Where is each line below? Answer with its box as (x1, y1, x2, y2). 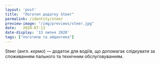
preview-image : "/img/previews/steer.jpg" (5, 21, 94, 26)
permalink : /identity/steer (5, 16, 63, 21)
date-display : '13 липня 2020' (5, 30, 70, 35)
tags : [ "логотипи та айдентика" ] (5, 35, 74, 40)
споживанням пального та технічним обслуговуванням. (5, 53, 124, 59)
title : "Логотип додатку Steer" (5, 12, 74, 17)
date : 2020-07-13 (5, 26, 46, 31)
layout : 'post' (5, 7, 37, 12)
